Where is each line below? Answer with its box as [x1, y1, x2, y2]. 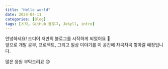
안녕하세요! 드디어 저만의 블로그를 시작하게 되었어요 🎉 [5, 35, 111, 41]
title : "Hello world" [5, 7, 51, 12]
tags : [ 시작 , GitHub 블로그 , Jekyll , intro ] [5, 21, 95, 26]
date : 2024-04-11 [5, 12, 42, 17]
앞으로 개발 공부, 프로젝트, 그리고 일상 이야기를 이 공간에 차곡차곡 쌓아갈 [5, 42, 146, 48]
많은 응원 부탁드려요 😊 [5, 58, 50, 65]
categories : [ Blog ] [5, 16, 46, 21]
